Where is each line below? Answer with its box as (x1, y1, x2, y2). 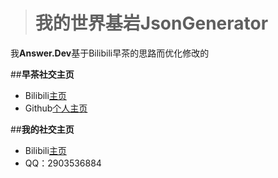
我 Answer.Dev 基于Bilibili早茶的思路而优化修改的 (10, 47, 210, 59)
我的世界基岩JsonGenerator (34, 12, 269, 35)
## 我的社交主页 (10, 123, 75, 135)
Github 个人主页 (24, 102, 88, 114)
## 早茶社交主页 (10, 68, 75, 80)
